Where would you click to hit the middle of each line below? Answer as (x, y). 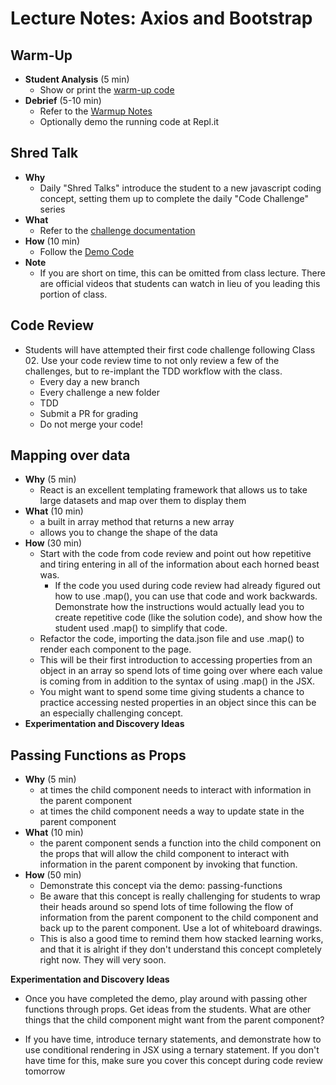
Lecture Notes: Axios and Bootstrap (161, 18)
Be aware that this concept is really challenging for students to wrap (180, 896)
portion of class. (73, 294)
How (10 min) (52, 241)
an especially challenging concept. (111, 713)
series (52, 209)
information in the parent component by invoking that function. (168, 864)
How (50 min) (53, 875)
